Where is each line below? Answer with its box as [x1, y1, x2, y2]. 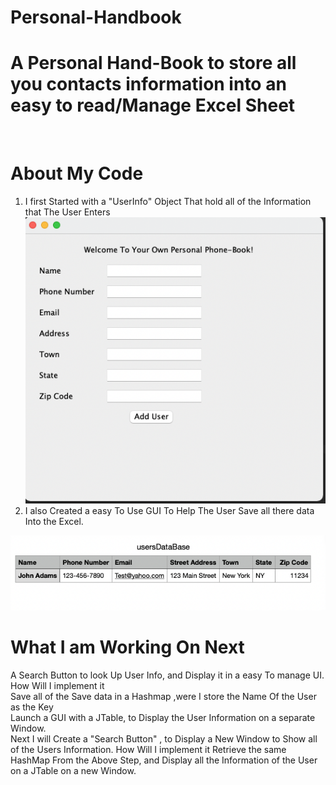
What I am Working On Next [10, 636, 245, 658]
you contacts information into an [10, 73, 287, 96]
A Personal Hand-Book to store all [10, 52, 297, 75]
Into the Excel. [24, 516, 84, 528]
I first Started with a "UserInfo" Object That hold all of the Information [24, 196, 312, 208]
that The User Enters [24, 206, 111, 218]
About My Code [10, 162, 144, 185]
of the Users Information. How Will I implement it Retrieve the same [10, 743, 287, 755]
